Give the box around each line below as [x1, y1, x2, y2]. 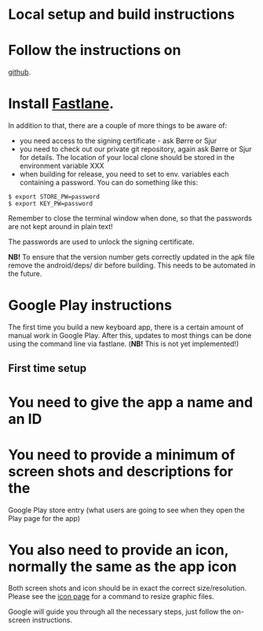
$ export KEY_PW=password [8, 200, 93, 208]
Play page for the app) [8, 513, 81, 523]
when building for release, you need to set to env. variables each [19, 170, 229, 179]
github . [8, 67, 31, 77]
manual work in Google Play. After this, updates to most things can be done [8, 331, 252, 340]
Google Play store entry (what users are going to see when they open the [8, 505, 246, 515]
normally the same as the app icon [8, 557, 237, 575]
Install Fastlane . [8, 95, 114, 113]
